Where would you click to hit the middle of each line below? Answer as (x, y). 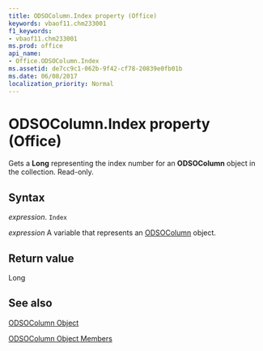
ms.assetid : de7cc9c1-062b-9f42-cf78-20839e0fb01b (95, 69)
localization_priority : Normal (61, 83)
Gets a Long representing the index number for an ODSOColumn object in (132, 164)
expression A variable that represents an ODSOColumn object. (112, 233)
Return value (41, 258)
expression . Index (38, 217)
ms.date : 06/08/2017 (43, 76)
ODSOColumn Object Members (61, 338)
